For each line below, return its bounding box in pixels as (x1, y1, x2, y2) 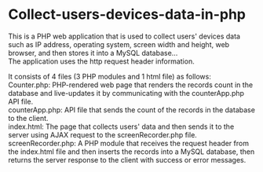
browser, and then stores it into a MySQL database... (8, 48, 178, 57)
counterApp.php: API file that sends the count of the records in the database (8, 104, 255, 115)
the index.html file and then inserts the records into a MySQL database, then (8, 147, 255, 156)
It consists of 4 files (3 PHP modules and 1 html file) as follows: (8, 71, 212, 81)
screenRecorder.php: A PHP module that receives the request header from (8, 138, 250, 148)
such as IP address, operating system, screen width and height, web (8, 39, 230, 49)
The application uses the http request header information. (8, 57, 195, 66)
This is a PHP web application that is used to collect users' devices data (8, 31, 241, 41)
